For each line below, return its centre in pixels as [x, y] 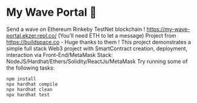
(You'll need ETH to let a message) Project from [117, 35]
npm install [21, 79]
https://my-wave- [168, 29]
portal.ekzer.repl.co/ [31, 35]
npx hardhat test [28, 95]
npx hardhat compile [32, 84]
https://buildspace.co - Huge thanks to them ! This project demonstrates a [99, 42]
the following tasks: [31, 68]
